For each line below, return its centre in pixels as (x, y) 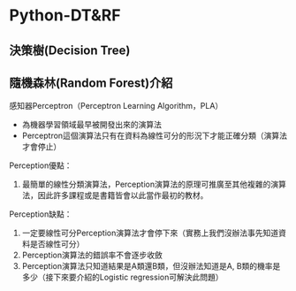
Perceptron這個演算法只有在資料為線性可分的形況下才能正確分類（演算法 (154, 136)
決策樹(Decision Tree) (70, 50)
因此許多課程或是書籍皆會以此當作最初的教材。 (123, 195)
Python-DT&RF (65, 15)
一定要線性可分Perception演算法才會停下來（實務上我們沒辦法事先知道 (150, 233)
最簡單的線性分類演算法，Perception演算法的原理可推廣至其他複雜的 (146, 184)
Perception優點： (41, 165)
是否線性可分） (57, 244)
